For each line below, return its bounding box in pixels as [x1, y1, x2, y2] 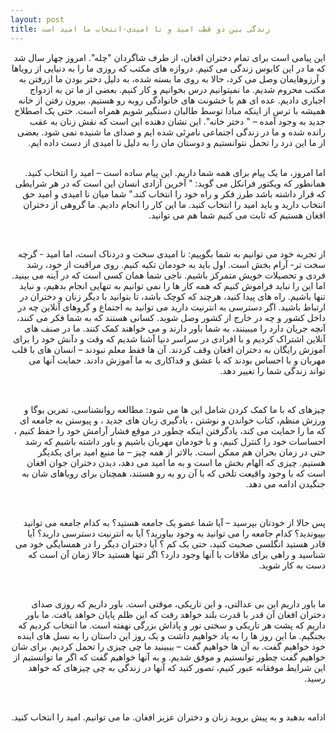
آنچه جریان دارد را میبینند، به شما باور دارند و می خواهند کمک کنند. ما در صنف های [23, 322, 326, 334]
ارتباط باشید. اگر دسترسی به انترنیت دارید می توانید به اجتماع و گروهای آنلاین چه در [17, 301, 326, 313]
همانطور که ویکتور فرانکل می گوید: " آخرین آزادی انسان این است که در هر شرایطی [14, 177, 326, 189]
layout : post [10, 14, 65, 25]
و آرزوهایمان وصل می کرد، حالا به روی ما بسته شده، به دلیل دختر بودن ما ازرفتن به [18, 72, 326, 85]
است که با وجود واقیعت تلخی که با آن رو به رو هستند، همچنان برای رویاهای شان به [21, 467, 326, 479]
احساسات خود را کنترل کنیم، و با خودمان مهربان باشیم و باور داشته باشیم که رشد [24, 435, 326, 447]
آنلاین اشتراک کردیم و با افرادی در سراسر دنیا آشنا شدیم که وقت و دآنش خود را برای [13, 332, 326, 345]
